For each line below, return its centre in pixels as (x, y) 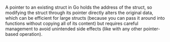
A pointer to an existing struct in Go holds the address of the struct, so (79, 7)
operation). (31, 34)
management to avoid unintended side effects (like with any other (74, 29)
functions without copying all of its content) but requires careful (72, 23)
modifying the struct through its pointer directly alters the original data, (79, 13)
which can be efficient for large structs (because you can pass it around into (85, 18)
